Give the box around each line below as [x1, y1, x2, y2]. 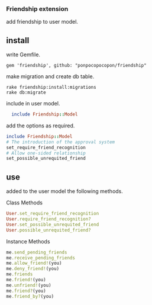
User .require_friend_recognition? [6, 216, 92, 222]
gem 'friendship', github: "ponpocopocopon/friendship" [6, 63, 147, 69]
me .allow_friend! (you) [6, 260, 62, 267]
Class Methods [6, 199, 43, 206]
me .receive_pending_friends [6, 255, 76, 261]
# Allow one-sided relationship [6, 150, 86, 156]
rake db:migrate [6, 89, 46, 96]
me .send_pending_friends [6, 249, 67, 255]
